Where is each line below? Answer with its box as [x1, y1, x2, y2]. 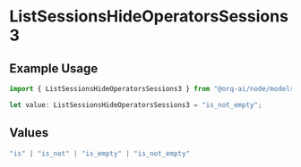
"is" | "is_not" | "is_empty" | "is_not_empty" [9, 149, 191, 158]
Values [9, 125, 49, 140]
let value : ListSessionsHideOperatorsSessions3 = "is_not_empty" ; [9, 100, 262, 109]
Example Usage [9, 61, 99, 76]
